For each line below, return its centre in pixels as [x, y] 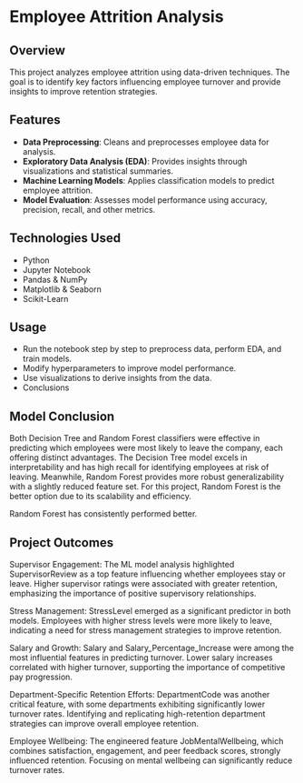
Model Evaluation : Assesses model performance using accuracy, [145, 200]
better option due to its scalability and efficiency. [101, 497]
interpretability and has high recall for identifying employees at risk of [139, 467]
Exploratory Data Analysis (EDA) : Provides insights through [135, 161]
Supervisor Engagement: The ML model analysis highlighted [122, 565]
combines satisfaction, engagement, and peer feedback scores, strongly [145, 751]
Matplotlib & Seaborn [62, 289]
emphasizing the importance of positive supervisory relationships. [133, 594]
